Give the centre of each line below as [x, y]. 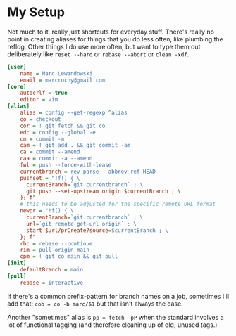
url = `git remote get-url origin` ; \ [81, 224]
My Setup [36, 12]
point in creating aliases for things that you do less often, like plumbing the [115, 39]
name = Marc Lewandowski [56, 73]
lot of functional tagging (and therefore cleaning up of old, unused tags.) [112, 325]
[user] [17, 67]
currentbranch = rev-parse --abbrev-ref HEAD [88, 172]
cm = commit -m [42, 139]
